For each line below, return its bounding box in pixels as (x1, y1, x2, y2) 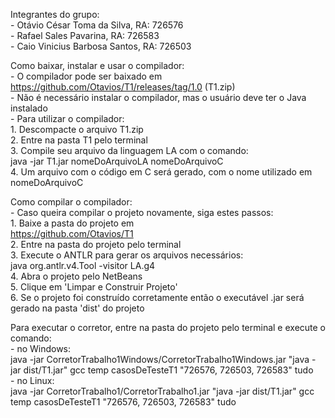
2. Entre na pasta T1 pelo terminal (10, 134, 148, 146)
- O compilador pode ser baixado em (10, 70, 163, 82)
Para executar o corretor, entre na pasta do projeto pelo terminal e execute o (10, 322, 327, 333)
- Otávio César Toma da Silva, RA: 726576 (10, 19, 184, 31)
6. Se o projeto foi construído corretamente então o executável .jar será (10, 292, 305, 303)
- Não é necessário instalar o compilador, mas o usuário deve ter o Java (10, 92, 307, 103)
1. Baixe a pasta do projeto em (10, 217, 135, 229)
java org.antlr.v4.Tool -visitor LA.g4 (10, 260, 156, 271)
